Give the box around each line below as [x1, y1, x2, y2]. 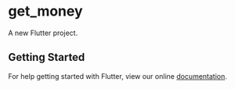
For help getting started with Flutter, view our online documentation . [8, 71, 227, 80]
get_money [8, 2, 84, 20]
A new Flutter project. [8, 28, 78, 37]
